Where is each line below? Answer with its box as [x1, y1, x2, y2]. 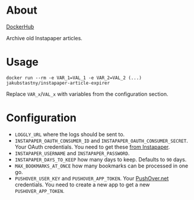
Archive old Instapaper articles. [6, 34, 83, 41]
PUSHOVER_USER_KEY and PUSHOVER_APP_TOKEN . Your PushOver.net [14, 175, 169, 182]
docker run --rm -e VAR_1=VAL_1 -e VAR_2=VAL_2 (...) [6, 75, 142, 80]
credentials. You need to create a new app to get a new [14, 181, 150, 188]
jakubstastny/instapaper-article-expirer [6, 80, 110, 86]
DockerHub [6, 23, 34, 30]
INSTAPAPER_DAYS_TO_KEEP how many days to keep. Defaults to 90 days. [14, 156, 187, 163]
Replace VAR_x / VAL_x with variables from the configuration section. [6, 90, 168, 98]
